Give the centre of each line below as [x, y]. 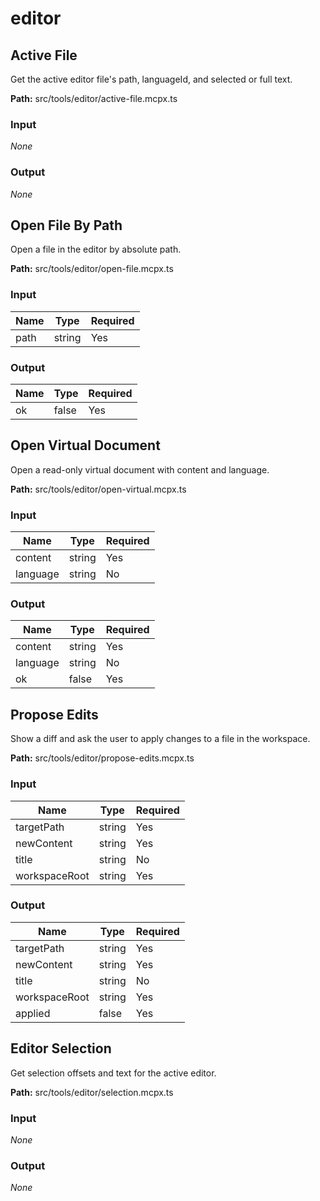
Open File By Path [66, 225]
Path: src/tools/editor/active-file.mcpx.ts [94, 98]
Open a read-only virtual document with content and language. [140, 469]
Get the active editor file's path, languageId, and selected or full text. [151, 79]
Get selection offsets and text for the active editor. [113, 1073]
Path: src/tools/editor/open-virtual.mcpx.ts [98, 489]
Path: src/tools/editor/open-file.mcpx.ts [92, 269]
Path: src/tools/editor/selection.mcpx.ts [92, 1092]
